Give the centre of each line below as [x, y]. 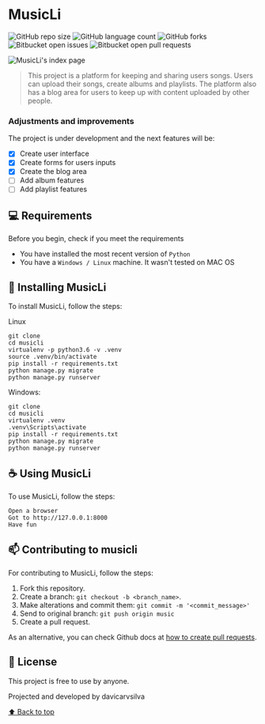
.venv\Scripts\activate [47, 428]
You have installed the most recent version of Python [105, 254]
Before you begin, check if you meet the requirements [96, 239]
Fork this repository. [52, 588]
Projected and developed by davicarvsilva [76, 696]
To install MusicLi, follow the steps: [65, 307]
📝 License [33, 662]
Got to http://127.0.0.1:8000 [58, 518]
